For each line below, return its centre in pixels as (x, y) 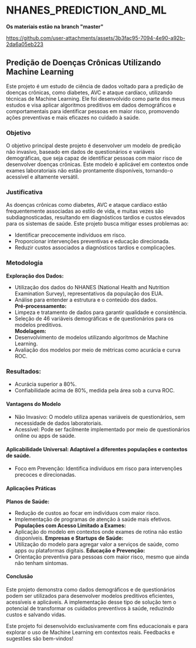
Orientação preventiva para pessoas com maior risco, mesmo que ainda (102, 557)
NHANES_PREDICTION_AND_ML (87, 10)
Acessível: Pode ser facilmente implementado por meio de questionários (102, 429)
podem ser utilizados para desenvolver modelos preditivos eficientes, (90, 596)
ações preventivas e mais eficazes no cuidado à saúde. (73, 117)
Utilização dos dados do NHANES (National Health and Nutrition (92, 287)
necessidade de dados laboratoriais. (58, 423)
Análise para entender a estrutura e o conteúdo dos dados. (86, 300)
